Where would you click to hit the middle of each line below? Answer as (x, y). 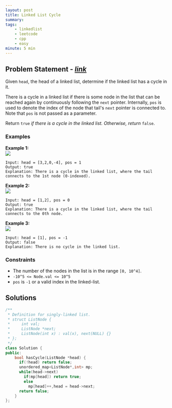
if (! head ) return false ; (45, 362)
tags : (11, 24)
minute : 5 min (21, 48)
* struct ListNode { (30, 320)
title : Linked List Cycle (33, 15)
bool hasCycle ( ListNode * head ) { (50, 358)
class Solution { (24, 348)
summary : (15, 20)
